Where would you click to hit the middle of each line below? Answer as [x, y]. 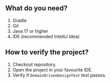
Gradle [19, 20]
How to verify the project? [47, 52]
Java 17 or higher [31, 31]
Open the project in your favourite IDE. [52, 69]
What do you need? [37, 8]
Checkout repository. [34, 64]
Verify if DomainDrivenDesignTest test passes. [60, 75]
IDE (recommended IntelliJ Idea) [46, 36]
